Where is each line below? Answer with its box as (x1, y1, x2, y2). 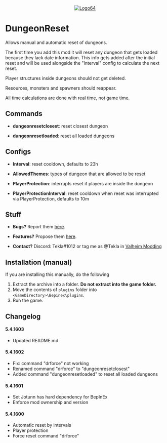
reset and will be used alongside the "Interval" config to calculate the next (5, 60, 160, 66)
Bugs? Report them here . (12, 224, 66, 230)
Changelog (5, 312, 41, 320)
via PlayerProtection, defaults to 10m (12, 195, 90, 202)
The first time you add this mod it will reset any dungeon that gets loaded (5, 49, 158, 55)
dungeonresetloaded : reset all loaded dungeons (12, 133, 115, 139)
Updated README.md (12, 337, 59, 343)
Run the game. (12, 297, 44, 304)
